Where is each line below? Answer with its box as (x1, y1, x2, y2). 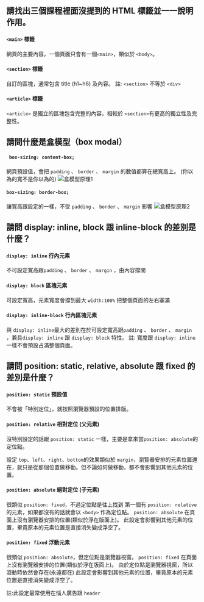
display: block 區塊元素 (6, 281, 68, 288)
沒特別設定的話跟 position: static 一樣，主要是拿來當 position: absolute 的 (6, 435, 199, 442)
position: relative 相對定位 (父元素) (6, 420, 100, 428)
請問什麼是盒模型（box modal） (6, 137, 127, 148)
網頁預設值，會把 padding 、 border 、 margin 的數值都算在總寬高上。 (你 (6, 167, 188, 175)
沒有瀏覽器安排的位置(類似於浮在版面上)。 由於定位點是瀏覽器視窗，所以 (11, 561, 194, 568)
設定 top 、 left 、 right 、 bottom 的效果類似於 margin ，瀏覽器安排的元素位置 (6, 456, 192, 463)
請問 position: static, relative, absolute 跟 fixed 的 (6, 361, 196, 371)
